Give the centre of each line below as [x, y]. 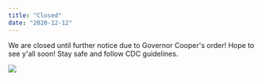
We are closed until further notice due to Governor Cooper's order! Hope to [131, 45]
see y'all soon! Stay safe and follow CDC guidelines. [93, 53]
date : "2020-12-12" [40, 23]
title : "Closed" [35, 15]
